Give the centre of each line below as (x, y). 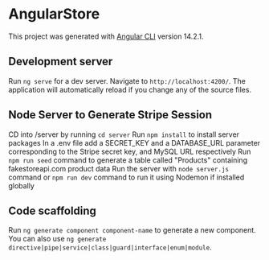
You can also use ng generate (57, 239)
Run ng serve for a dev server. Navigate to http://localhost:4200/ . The (127, 80)
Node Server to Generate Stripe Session (110, 115)
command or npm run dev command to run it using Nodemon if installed (126, 177)
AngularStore (54, 14)
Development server (61, 62)
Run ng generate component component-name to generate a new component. (132, 230)
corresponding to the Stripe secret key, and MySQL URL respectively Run (130, 151)
